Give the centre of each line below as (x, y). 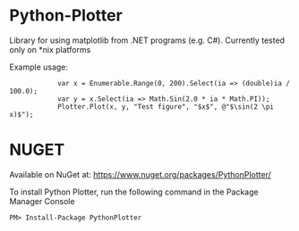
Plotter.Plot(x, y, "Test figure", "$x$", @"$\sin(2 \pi (166, 107)
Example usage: (39, 67)
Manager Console (42, 201)
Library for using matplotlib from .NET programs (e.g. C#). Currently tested (147, 40)
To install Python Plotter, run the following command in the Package (134, 192)
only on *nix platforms (50, 49)
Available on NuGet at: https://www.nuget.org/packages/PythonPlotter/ (140, 174)
